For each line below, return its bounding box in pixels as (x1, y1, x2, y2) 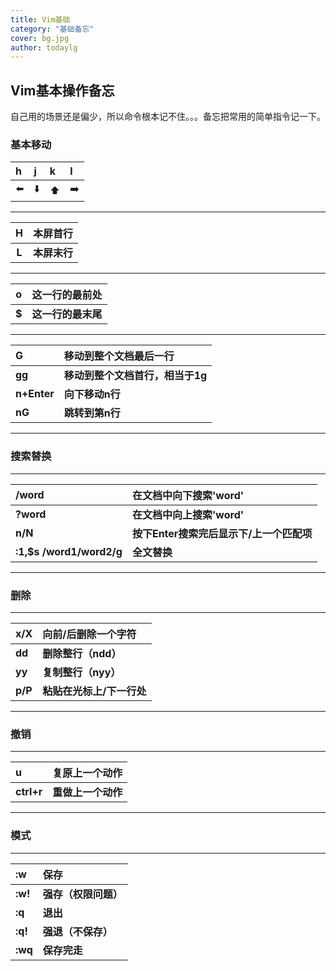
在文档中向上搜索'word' (131, 507, 245, 521)
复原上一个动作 (52, 766, 123, 780)
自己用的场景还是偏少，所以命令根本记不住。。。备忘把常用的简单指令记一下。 (10, 111, 326, 123)
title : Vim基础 (10, 14, 71, 25)
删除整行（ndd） (42, 646, 122, 660)
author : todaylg (10, 42, 78, 53)
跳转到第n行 (63, 406, 121, 420)
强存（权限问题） (42, 887, 123, 901)
